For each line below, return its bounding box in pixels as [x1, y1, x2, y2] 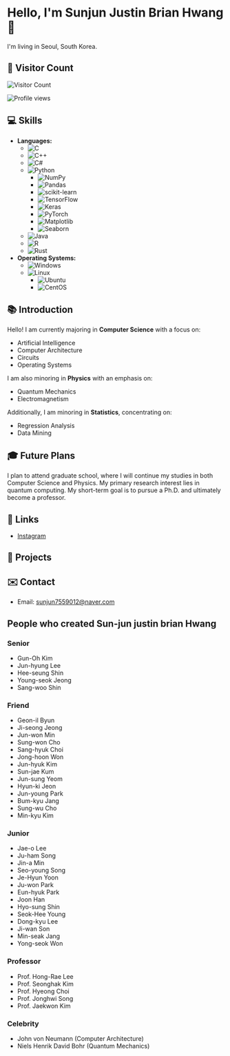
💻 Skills [7, 115, 43, 127]
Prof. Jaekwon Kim [17, 1002, 71, 1010]
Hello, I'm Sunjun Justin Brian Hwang [7, 5, 224, 21]
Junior [7, 829, 30, 838]
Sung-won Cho [17, 738, 61, 747]
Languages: [17, 136, 52, 145]
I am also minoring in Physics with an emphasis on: [7, 374, 153, 383]
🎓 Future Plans [7, 449, 76, 461]
